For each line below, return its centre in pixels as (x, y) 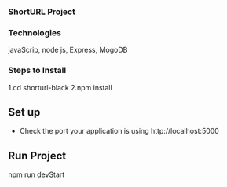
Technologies (35, 32)
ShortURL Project (42, 12)
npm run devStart (37, 174)
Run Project (37, 156)
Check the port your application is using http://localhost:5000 (119, 131)
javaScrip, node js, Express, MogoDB (68, 50)
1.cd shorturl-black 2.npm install (60, 87)
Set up (24, 112)
